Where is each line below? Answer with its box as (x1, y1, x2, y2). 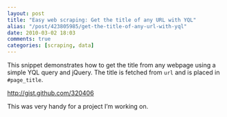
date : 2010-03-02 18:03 (7, 29, 76, 36)
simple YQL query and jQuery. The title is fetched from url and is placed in (7, 68, 220, 76)
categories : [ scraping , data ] (7, 42, 95, 49)
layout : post (7, 10, 45, 17)
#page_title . (7, 76, 44, 83)
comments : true (7, 36, 51, 43)
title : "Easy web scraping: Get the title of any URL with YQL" (7, 17, 197, 23)
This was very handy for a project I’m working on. (7, 103, 149, 110)
